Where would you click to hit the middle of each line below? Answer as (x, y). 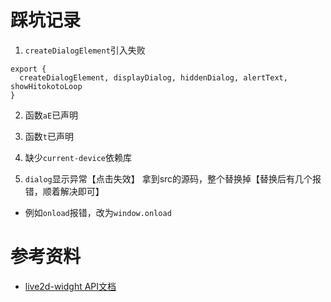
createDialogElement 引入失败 (85, 50)
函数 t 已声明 (49, 136)
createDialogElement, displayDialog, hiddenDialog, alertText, (153, 77)
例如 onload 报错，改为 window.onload (98, 212)
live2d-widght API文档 (70, 286)
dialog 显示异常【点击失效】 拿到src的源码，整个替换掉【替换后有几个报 (173, 178)
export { (28, 69)
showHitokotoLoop (46, 86)
